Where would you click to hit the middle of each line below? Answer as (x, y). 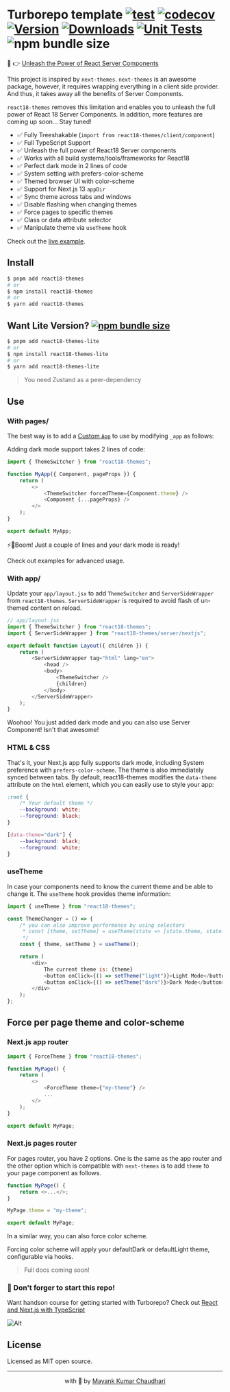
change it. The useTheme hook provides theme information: (89, 894)
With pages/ (28, 421)
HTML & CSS (28, 748)
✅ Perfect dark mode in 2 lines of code (72, 165)
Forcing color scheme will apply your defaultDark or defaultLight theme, (108, 1249)
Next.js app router (38, 1042)
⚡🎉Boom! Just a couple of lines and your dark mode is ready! (93, 545)
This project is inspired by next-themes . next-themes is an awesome (102, 79)
